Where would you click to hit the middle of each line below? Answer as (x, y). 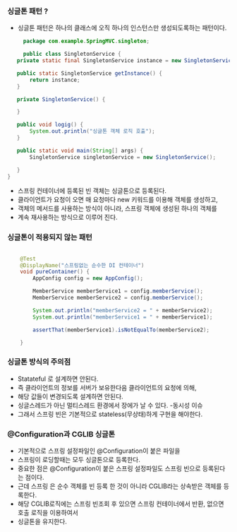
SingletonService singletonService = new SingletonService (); (123, 157)
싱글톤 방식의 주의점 (39, 362)
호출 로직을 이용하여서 (48, 513)
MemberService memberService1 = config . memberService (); (118, 291)
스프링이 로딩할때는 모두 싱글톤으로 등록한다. (79, 460)
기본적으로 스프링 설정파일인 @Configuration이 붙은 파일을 (99, 451)
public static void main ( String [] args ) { (80, 150)
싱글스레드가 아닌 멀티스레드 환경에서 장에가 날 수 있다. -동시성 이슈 (110, 405)
